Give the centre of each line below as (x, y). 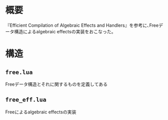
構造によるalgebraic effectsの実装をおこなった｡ (64, 31)
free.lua (19, 72)
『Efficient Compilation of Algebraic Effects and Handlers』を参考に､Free (82, 25)
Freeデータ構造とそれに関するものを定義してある (56, 84)
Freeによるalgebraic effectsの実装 (41, 112)
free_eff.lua (26, 100)
